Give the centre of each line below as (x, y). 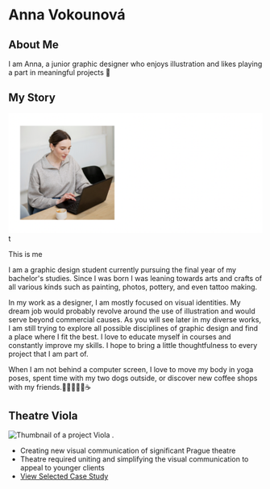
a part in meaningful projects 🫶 (60, 73)
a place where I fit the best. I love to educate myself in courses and (120, 337)
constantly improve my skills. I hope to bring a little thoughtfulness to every (133, 346)
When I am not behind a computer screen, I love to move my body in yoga (131, 370)
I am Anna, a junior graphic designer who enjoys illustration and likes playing (135, 64)
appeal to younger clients (62, 468)
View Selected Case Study (64, 476)
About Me (33, 45)
